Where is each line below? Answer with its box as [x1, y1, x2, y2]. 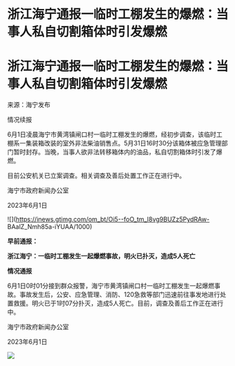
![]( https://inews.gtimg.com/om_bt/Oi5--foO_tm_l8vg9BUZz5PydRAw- [7, 215, 210, 224]
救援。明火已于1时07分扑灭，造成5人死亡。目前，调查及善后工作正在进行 [13, 299, 224, 308]
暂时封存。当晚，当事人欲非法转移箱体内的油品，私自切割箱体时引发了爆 [13, 148, 222, 156]
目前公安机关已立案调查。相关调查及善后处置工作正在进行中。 [7, 171, 186, 180]
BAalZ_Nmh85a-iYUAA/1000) [7, 223, 93, 231]
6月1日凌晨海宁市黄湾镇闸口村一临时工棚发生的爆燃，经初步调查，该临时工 [7, 130, 223, 139]
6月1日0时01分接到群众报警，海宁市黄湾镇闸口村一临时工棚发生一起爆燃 [7, 281, 215, 290]
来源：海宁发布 [7, 101, 51, 109]
